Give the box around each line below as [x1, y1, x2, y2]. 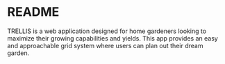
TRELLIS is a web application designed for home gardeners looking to [7, 27, 207, 35]
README [7, 4, 60, 20]
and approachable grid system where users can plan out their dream [7, 41, 203, 50]
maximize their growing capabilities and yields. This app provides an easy [7, 34, 219, 42]
